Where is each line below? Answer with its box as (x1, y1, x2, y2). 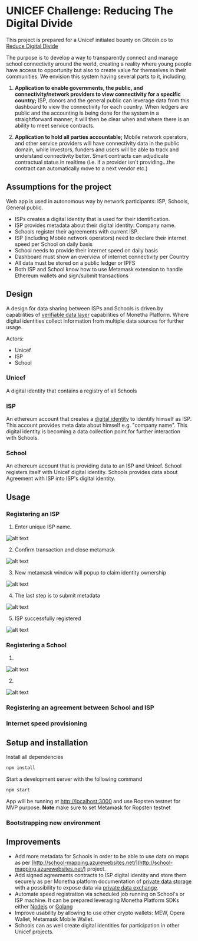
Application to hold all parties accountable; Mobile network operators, (14, 133, 189, 140)
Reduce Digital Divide (6, 43, 58, 50)
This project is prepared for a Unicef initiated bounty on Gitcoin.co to (6, 36, 173, 43)
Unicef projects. (14, 928, 54, 935)
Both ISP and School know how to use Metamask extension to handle (14, 265, 183, 272)
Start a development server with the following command (6, 775, 143, 783)
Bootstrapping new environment (6, 819, 101, 827)
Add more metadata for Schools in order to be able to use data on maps (14, 852, 189, 859)
